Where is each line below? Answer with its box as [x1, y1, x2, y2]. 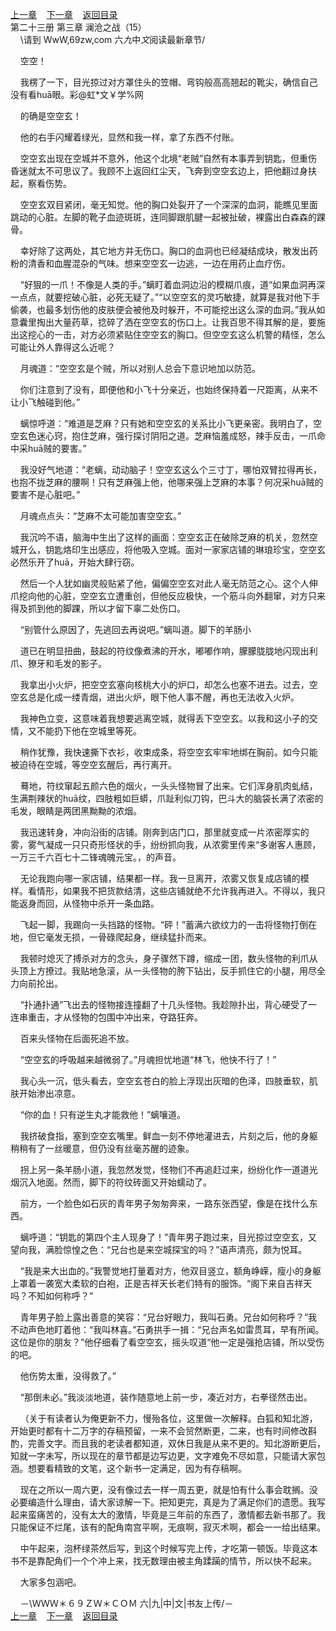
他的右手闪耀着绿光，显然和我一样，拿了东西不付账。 [19, 131, 240, 143]
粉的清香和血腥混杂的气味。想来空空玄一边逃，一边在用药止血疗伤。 [10, 258, 291, 269]
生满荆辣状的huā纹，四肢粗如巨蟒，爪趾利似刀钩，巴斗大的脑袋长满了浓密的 [10, 793, 324, 804]
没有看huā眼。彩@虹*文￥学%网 [10, 89, 144, 100]
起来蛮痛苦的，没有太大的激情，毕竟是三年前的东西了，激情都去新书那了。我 [10, 1509, 326, 1520]
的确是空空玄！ [19, 110, 82, 122]
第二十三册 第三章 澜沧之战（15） [10, 21, 147, 33]
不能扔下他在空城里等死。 [36, 725, 142, 737]
